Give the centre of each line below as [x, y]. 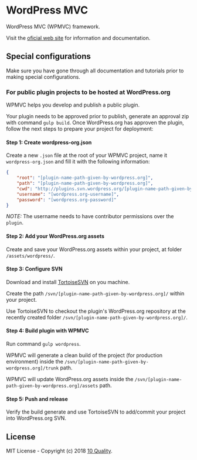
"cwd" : [25, 189]
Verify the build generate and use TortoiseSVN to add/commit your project [96, 412]
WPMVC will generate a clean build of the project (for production [84, 355]
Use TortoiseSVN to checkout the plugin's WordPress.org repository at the [96, 311]
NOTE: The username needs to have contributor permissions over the [90, 216]
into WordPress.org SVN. [36, 418]
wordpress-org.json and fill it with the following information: [78, 162]
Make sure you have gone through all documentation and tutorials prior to [95, 71]
